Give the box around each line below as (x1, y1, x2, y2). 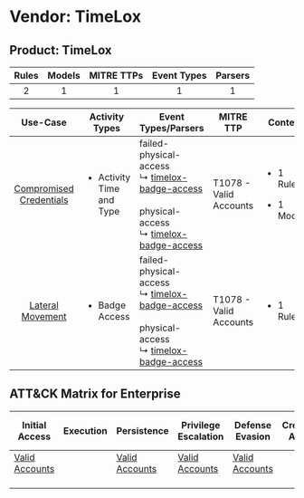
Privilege (180, 418, 221, 431)
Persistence (116, 424, 169, 436)
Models (47, 70, 81, 81)
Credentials (19, 194, 69, 206)
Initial (22, 418, 47, 431)
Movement (21, 311, 67, 322)
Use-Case (21, 116, 68, 129)
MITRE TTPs (89, 70, 144, 81)
